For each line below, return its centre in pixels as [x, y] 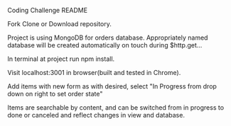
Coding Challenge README [47, 10]
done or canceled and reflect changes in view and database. [96, 115]
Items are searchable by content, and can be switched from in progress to [116, 108]
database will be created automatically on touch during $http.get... [105, 45]
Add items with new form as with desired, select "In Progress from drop [112, 86]
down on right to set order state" [55, 94]
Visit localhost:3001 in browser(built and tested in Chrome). [94, 73]
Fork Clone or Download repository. [60, 24]
